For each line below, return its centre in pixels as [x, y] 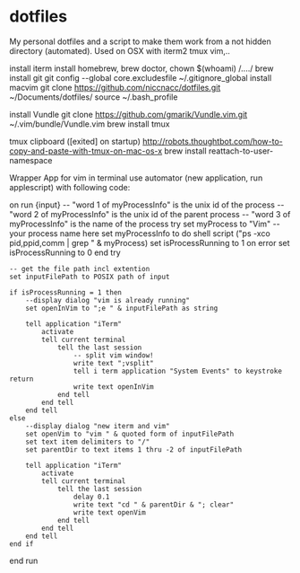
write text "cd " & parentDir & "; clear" [154, 505]
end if [21, 544]
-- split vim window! [113, 355]
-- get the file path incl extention [80, 269]
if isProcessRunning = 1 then [66, 292]
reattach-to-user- [241, 151]
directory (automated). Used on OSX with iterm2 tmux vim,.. [120, 50]
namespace [31, 160]
